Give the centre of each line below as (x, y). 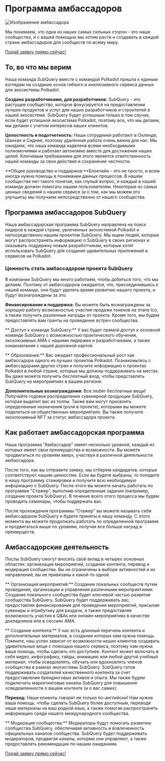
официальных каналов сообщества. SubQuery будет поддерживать (76, 733)
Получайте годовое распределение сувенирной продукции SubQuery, (79, 396)
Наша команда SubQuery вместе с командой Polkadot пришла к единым (82, 79)
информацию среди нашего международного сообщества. (67, 714)
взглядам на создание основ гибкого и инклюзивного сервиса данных (80, 84)
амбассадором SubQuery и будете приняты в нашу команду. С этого (78, 516)
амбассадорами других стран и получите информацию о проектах (76, 365)
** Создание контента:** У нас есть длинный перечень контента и (75, 631)
